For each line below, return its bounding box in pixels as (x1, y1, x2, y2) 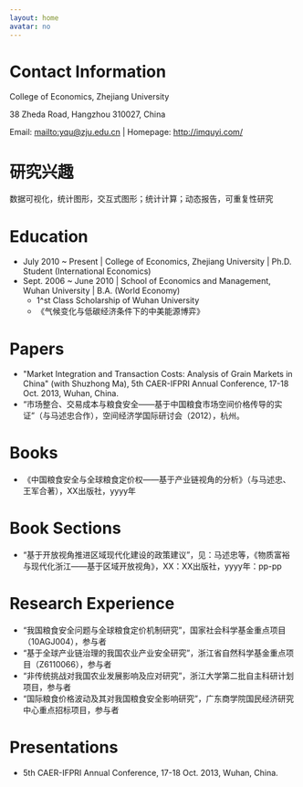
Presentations (9, 737, 119, 758)
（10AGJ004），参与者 (22, 636, 107, 647)
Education (9, 226, 89, 247)
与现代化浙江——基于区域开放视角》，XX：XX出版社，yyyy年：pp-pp (22, 561, 283, 572)
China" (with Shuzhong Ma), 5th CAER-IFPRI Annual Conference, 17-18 (22, 378, 289, 389)
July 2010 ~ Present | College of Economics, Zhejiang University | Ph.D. (22, 257, 292, 268)
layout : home (9, 13, 59, 23)
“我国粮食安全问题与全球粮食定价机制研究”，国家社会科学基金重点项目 (22, 624, 287, 635)
